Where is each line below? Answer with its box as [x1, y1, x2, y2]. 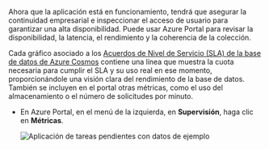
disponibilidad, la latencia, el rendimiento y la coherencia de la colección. [8, 32, 252, 42]
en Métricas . [19, 116, 64, 125]
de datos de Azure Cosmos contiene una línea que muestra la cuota [8, 57, 234, 66]
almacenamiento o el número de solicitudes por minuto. [8, 92, 194, 100]
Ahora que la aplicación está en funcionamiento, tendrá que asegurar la [8, 7, 246, 16]
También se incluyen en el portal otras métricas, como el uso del [8, 83, 224, 92]
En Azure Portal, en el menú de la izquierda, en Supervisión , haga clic [19, 107, 254, 117]
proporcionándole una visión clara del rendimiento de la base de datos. [8, 74, 245, 83]
